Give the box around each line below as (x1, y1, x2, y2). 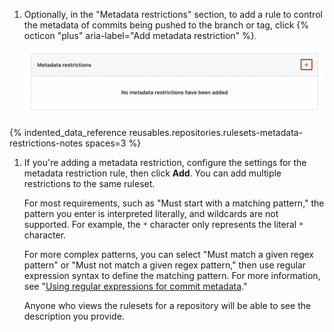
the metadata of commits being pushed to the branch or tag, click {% (23, 19, 309, 31)
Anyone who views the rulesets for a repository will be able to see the (23, 299, 312, 311)
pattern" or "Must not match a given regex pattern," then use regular (23, 259, 307, 271)
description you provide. (23, 310, 125, 322)
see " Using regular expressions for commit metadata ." (23, 280, 248, 292)
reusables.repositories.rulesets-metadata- (128, 126, 304, 138)
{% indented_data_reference (9, 126, 127, 138)
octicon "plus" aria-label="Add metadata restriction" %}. (23, 30, 257, 41)
